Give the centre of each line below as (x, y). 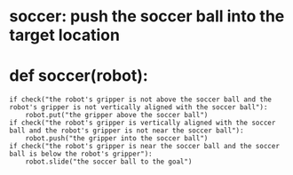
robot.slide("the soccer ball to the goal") (109, 162)
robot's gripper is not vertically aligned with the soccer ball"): (139, 107)
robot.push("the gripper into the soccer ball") (117, 139)
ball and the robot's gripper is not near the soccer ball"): (127, 131)
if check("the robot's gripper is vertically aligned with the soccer (143, 123)
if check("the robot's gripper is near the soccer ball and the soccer (144, 147)
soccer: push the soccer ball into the (147, 16)
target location (64, 35)
